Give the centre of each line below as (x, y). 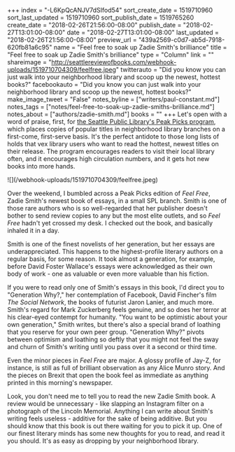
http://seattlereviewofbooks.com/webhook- (114, 62)
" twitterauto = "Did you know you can (171, 70)
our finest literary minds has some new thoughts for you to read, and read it (116, 433)
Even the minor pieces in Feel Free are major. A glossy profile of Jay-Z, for (114, 360)
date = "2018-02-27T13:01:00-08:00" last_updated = (143, 32)
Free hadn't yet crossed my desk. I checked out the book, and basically (110, 223)
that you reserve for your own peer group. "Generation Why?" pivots (106, 332)
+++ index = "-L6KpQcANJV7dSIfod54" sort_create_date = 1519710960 (110, 10)
